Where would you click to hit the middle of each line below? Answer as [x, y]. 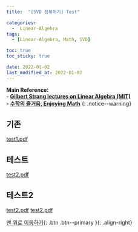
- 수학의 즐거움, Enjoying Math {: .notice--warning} [69, 103]
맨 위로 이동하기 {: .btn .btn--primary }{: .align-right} [69, 223]
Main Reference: [28, 90]
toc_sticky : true [28, 56]
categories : [21, 23]
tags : [13, 34]
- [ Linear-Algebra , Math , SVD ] [51, 40]
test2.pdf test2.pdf [30, 210]
